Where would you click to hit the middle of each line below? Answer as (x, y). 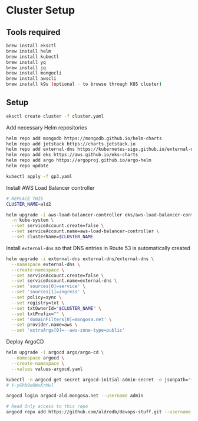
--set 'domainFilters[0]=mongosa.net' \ (62, 319)
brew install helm (29, 51)
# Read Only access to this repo (47, 407)
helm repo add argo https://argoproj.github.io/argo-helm (79, 160)
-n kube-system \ (33, 220)
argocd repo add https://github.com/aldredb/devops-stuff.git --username (99, 412)
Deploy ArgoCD (25, 342)
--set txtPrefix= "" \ (38, 314)
